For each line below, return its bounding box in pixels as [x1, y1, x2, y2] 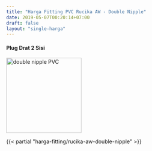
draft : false [6, 20, 39, 26]
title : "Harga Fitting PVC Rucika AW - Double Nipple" [6, 8, 147, 15]
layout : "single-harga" [6, 25, 66, 32]
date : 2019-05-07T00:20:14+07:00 [6, 14, 90, 20]
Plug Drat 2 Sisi [6, 44, 45, 51]
